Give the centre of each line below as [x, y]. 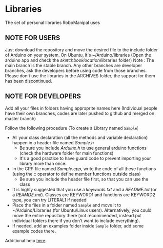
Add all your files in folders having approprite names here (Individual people [81, 108]
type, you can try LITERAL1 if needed [49, 200]
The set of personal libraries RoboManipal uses [52, 23]
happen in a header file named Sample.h [53, 142]
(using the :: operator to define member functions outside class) [76, 174]
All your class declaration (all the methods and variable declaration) [80, 137]
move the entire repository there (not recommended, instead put [77, 215]
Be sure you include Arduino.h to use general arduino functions [83, 148]
